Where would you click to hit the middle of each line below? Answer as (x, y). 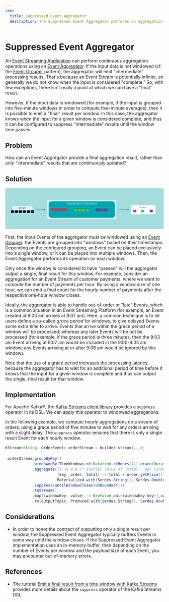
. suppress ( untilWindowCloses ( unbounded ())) (78, 485)
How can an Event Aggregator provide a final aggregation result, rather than (84, 158)
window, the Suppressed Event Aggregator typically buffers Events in (84, 534)
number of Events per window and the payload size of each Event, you (86, 551)
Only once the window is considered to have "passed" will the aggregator (81, 268)
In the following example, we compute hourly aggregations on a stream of (82, 422)
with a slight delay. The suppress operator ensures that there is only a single (84, 433)
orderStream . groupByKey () (34, 459)
